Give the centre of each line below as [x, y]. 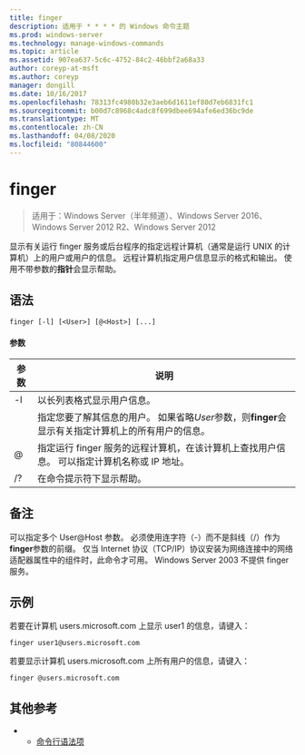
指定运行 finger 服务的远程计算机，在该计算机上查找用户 [157, 447]
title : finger [36, 18]
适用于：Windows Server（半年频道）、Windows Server [135, 215]
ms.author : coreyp [44, 77]
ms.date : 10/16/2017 [49, 93]
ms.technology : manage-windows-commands [87, 43]
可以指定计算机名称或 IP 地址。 [123, 461]
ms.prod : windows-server [56, 34]
